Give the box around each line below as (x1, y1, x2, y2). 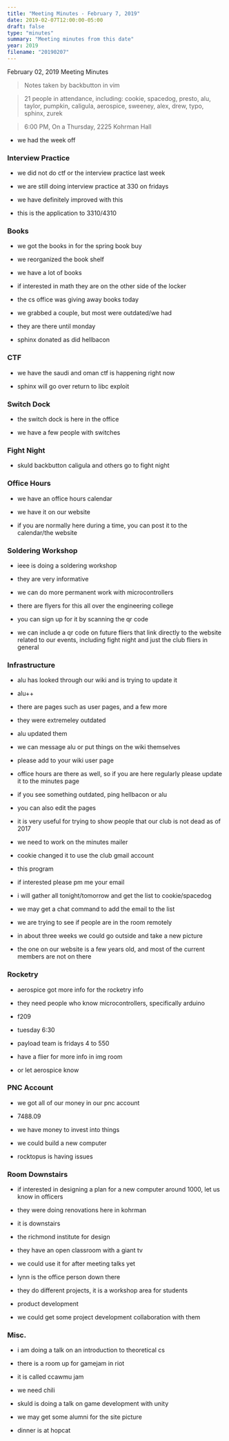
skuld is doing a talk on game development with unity (17, 1400, 169, 1408)
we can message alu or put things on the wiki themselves (17, 743, 181, 751)
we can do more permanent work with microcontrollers (17, 588, 174, 596)
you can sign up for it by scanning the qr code (17, 614, 148, 623)
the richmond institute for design (17, 1233, 110, 1241)
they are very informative (17, 574, 89, 583)
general (17, 643, 39, 651)
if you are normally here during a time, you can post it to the (17, 521, 188, 529)
